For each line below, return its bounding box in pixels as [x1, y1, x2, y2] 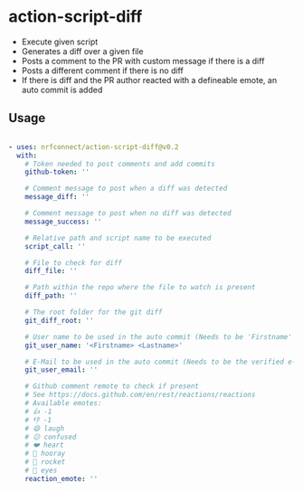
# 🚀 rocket [24, 458, 66, 467]
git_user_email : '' [24, 365, 99, 374]
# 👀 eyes [24, 466, 58, 475]
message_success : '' [24, 217, 102, 226]
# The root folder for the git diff [24, 307, 164, 317]
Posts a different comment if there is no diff [21, 65, 185, 76]
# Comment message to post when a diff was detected [24, 184, 228, 194]
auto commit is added [21, 84, 103, 95]
